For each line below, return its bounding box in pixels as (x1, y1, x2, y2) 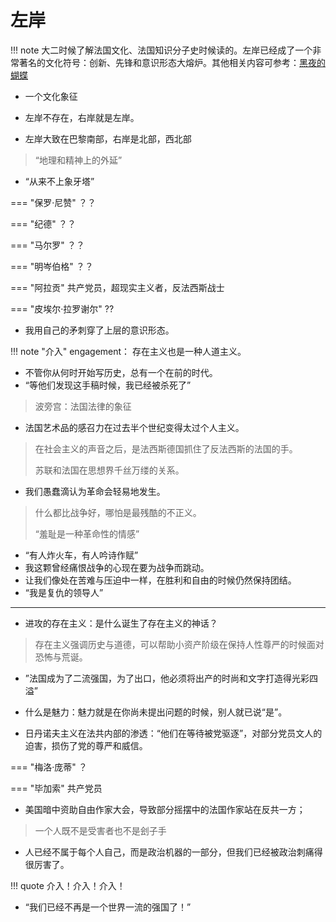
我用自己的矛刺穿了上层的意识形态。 (24, 324, 175, 336)
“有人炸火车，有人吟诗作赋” (24, 549, 139, 561)
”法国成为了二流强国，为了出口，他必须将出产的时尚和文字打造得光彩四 (24, 672, 318, 684)
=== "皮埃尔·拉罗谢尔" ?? (10, 302, 115, 315)
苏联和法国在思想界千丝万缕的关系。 (34, 464, 185, 476)
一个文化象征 (24, 90, 78, 102)
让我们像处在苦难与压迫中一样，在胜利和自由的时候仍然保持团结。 (24, 574, 297, 586)
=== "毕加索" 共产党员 (10, 782, 103, 794)
